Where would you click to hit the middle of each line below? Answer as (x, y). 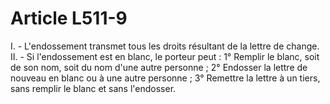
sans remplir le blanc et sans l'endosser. (93, 88)
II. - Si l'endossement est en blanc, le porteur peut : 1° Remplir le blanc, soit (165, 56)
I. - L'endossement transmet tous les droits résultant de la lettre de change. (165, 46)
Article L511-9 (69, 18)
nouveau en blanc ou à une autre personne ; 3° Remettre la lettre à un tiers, (165, 78)
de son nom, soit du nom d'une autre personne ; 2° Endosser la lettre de (159, 67)
